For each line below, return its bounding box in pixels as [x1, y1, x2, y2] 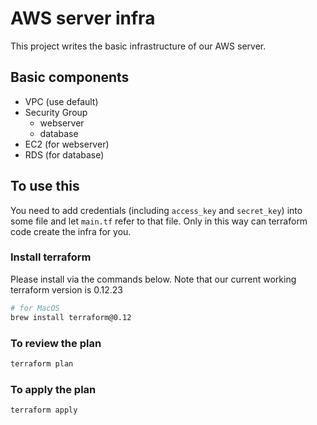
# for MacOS [10, 303, 60, 313]
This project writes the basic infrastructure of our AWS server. [10, 40, 267, 52]
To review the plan [10, 336, 102, 350]
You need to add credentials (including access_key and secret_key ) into [10, 204, 303, 216]
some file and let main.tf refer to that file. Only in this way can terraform [10, 215, 308, 227]
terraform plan [10, 358, 74, 369]
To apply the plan [10, 382, 97, 396]
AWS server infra [10, 7, 156, 30]
